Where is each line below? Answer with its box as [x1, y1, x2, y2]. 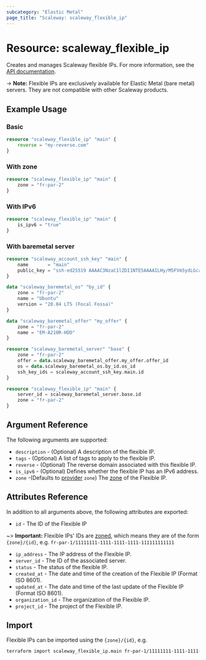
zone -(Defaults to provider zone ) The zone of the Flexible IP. [15, 474, 167, 482]
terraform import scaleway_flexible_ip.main [6, 648, 122, 654]
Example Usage [6, 104, 67, 114]
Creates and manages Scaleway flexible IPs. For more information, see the [6, 61, 194, 69]
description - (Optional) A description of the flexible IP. [15, 448, 156, 455]
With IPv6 [6, 202, 37, 210]
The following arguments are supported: [6, 436, 109, 443]
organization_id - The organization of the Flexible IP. [15, 596, 150, 603]
